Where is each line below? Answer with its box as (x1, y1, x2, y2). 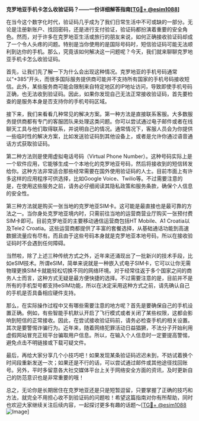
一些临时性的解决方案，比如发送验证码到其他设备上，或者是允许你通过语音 (6, 133, 188, 140)
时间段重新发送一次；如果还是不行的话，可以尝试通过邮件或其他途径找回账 (6, 359, 188, 366)
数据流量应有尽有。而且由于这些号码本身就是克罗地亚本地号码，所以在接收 (6, 232, 188, 239)
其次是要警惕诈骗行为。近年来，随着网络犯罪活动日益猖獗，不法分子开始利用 (6, 324, 193, 331)
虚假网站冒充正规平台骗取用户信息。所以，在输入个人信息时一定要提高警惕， (6, 332, 193, 338)
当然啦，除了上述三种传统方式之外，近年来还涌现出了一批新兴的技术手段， (6, 252, 188, 259)
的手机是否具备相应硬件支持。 (6, 289, 79, 296)
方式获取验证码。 (11, 140, 53, 147)
